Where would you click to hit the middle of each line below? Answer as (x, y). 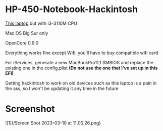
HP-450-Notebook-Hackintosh (71, 9)
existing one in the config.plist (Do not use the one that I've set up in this (82, 68)
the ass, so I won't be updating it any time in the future (62, 88)
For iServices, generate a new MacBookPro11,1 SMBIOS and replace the (79, 62)
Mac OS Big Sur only (27, 33)
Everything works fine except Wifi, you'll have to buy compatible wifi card (82, 53)
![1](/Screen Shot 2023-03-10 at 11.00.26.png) (53, 123)
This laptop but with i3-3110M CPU (41, 23)
